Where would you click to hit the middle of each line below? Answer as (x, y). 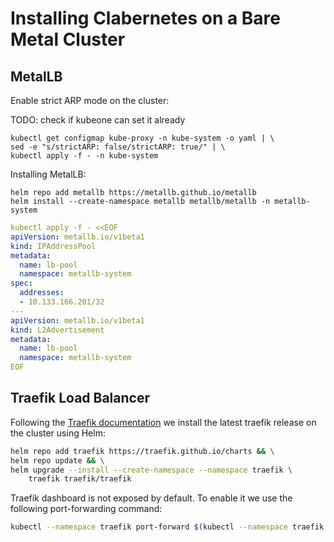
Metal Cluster (68, 39)
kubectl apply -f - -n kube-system (84, 156)
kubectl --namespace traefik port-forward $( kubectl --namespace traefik (167, 527)
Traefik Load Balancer (80, 398)
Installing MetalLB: (48, 174)
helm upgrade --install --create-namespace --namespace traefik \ (151, 470)
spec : (21, 283)
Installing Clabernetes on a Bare (146, 18)
